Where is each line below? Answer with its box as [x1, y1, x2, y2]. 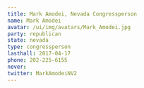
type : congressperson [7, 43, 71, 50]
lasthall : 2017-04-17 [7, 50, 71, 57]
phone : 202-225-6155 [7, 57, 68, 64]
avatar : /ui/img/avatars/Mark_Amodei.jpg [7, 23, 131, 31]
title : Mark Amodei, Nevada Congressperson [7, 10, 138, 18]
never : [7, 63, 27, 70]
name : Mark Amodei [7, 17, 61, 24]
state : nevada [7, 37, 49, 44]
